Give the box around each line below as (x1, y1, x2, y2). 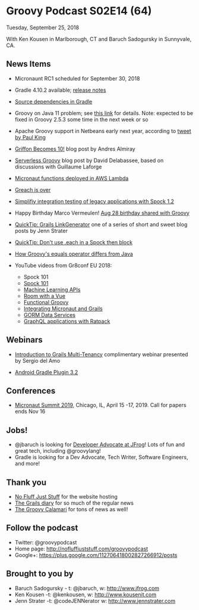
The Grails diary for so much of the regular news (14, 499, 134, 506)
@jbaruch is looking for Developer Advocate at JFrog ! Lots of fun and (14, 441, 185, 448)
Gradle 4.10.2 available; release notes (14, 86, 106, 94)
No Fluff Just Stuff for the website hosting (14, 493, 118, 500)
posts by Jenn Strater (14, 227, 68, 234)
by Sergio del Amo (14, 357, 61, 364)
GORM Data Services (23, 311, 76, 318)
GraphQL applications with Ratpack (23, 318, 110, 325)
